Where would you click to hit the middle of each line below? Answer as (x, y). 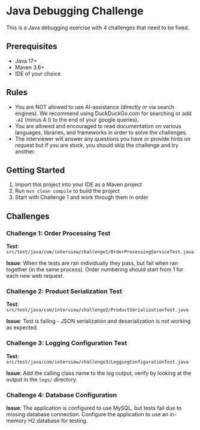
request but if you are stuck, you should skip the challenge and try (96, 145)
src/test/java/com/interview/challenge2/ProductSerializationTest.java (97, 310)
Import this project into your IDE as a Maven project (78, 184)
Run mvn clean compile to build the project (67, 191)
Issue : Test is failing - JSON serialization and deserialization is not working (99, 321)
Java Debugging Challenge (75, 11)
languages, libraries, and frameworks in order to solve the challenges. (101, 132)
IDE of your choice (38, 74)
